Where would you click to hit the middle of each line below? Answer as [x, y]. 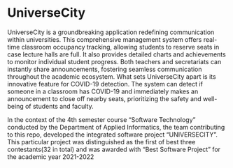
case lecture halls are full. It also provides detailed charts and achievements [116, 54]
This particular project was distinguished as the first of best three [101, 142]
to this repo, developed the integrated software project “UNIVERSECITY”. [113, 135]
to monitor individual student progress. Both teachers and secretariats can [114, 61]
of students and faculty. [59, 106]
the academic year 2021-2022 [51, 156]
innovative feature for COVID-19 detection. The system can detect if [105, 84]
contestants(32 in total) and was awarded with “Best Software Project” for [114, 149]
